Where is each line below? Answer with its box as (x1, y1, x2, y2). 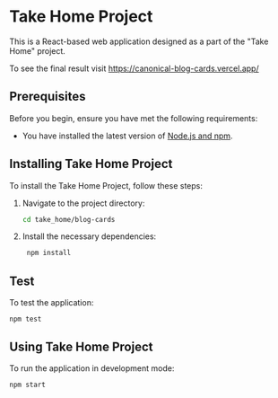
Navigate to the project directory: (22, 198, 145, 208)
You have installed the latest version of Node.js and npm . (22, 130, 233, 141)
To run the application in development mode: (9, 362, 175, 374)
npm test (9, 314, 42, 324)
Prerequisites (9, 89, 86, 104)
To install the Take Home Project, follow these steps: (9, 180, 204, 190)
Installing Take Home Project (9, 156, 173, 172)
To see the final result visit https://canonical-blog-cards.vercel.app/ (9, 63, 259, 74)
